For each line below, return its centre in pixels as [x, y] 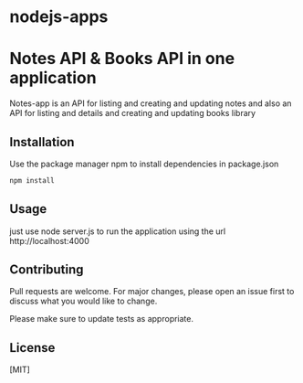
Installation [42, 142]
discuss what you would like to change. [84, 301]
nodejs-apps [59, 17]
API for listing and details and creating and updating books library [133, 113]
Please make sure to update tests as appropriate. [102, 319]
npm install [32, 180]
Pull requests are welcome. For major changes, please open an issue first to [152, 292]
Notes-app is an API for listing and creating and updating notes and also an [151, 103]
